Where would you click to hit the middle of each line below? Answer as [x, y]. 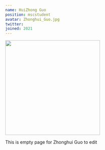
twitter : [14, 24]
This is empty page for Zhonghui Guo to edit [51, 142]
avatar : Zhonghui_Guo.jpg [32, 19]
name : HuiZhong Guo [26, 10]
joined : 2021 [19, 29]
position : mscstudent [28, 15]
